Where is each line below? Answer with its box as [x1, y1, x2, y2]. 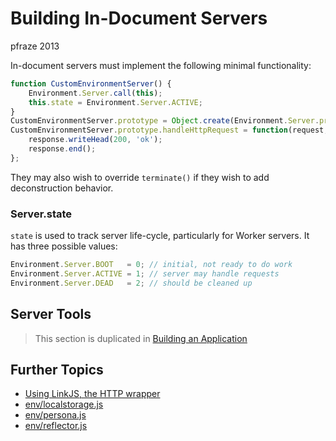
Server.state [10, 207, 73, 221]
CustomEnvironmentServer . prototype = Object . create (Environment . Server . [10, 116, 320, 126]
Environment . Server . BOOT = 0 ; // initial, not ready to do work [10, 260, 293, 270]
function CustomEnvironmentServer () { [10, 78, 172, 89]
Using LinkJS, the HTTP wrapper [24, 388, 161, 400]
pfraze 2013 [10, 40, 60, 52]
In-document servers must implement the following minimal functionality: [10, 59, 312, 71]
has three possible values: [10, 240, 118, 252]
